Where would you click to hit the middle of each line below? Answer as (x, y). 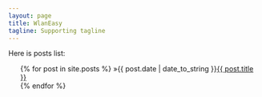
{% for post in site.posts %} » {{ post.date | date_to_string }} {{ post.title (137, 69)
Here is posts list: (37, 54)
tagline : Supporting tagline (57, 30)
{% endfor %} (43, 86)
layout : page (30, 16)
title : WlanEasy (35, 23)
